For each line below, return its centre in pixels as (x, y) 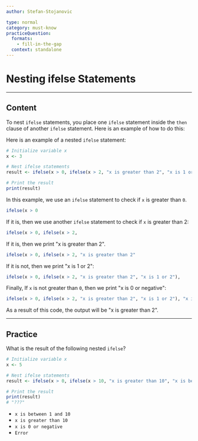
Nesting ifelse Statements (71, 79)
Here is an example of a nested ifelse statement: (66, 140)
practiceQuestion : (29, 33)
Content (22, 108)
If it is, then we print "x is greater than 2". (56, 244)
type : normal (22, 22)
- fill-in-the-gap (39, 44)
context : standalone (37, 50)
